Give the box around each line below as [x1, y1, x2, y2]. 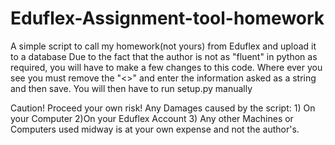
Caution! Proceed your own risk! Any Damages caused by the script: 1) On [10, 102, 316, 114]
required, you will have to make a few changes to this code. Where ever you [10, 61, 323, 73]
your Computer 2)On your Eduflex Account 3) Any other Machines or [10, 112, 294, 124]
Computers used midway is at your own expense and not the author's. [10, 123, 300, 135]
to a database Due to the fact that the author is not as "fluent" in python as [10, 50, 318, 62]
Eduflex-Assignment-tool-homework [10, 7, 325, 30]
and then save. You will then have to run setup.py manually [10, 82, 253, 94]
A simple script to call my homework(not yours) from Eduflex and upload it [10, 40, 317, 52]
